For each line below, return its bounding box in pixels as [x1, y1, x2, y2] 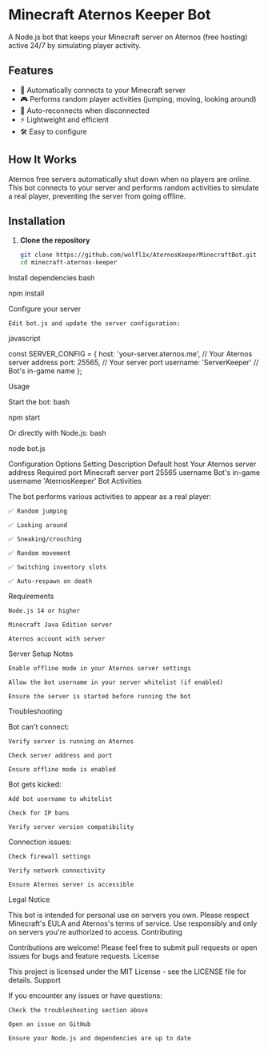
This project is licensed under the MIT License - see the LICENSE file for [8, 967, 246, 976]
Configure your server [8, 304, 82, 314]
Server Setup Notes [8, 649, 74, 658]
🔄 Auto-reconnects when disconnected [19, 106, 150, 115]
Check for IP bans [8, 809, 70, 818]
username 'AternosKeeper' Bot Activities [8, 477, 142, 486]
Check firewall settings [8, 853, 91, 861]
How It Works [8, 153, 78, 167]
